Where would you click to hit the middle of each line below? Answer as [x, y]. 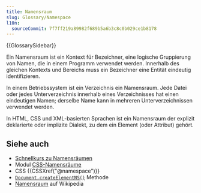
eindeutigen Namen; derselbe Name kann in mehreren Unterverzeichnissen [100, 101]
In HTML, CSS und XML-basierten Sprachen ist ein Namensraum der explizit [100, 119]
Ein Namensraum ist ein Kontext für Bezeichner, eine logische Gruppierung [98, 57]
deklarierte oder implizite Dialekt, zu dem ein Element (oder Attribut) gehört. [100, 125]
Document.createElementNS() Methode [62, 177]
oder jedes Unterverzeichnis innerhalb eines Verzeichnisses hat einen [92, 94]
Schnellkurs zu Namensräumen [54, 158]
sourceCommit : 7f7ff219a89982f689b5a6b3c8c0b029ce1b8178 [84, 28]
